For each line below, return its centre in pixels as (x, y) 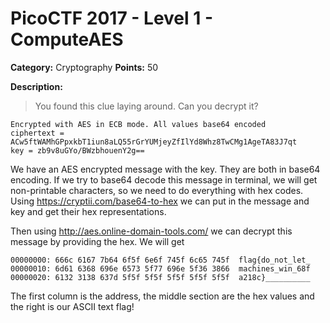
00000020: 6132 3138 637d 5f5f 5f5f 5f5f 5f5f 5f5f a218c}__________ (160, 277)
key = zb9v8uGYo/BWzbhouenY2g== (77, 150)
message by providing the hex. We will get (97, 241)
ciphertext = (37, 133)
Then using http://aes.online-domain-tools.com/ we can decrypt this (151, 231)
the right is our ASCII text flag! (72, 306)
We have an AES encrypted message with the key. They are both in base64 (165, 169)
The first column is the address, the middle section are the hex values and (162, 296)
